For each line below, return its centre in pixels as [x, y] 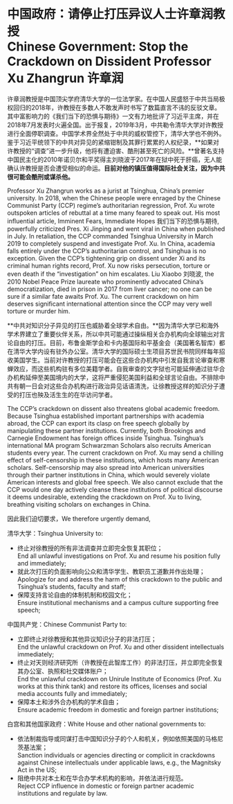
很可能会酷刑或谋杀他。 [40, 177]
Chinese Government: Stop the [98, 47]
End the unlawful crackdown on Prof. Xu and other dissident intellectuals [121, 647]
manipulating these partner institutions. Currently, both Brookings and [106, 430]
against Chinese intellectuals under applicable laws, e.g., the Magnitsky [119, 762]
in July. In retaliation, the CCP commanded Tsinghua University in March [110, 236]
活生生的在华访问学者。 [83, 394]
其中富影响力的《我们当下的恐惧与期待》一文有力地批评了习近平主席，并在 [113, 116]
